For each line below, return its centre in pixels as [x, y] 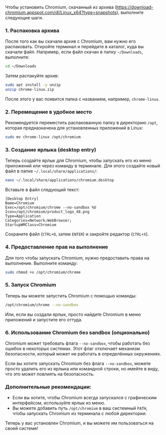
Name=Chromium [20, 203]
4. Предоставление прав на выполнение [56, 247]
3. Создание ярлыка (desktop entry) [51, 150]
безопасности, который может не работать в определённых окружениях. [83, 354]
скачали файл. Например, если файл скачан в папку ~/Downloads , [74, 52]
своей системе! [22, 429]
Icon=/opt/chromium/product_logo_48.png [48, 212]
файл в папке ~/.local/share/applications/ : [51, 171]
